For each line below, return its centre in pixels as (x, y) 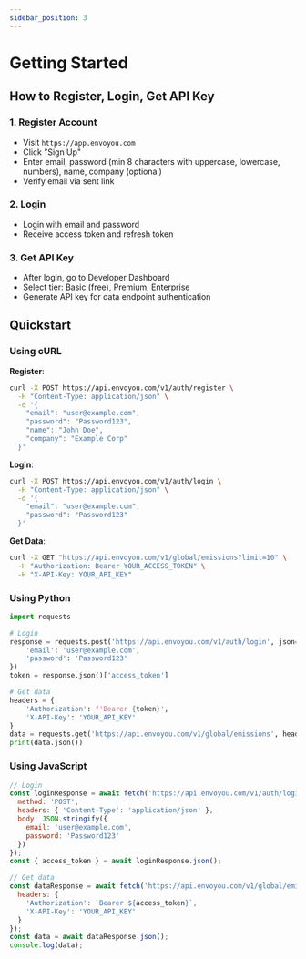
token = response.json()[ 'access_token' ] (89, 676)
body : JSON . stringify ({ (62, 819)
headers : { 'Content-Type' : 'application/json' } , (116, 811)
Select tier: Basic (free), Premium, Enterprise (106, 287)
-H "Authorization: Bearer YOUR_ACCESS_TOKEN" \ (112, 566)
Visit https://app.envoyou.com (79, 142)
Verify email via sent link (68, 181)
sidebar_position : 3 (49, 18)
